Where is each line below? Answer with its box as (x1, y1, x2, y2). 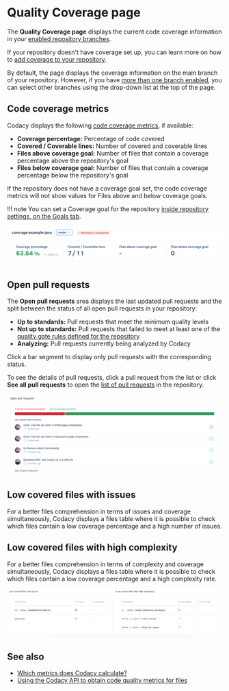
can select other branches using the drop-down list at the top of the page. (7, 83, 216, 91)
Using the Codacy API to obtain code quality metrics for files (16, 677, 188, 685)
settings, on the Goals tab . (7, 212, 81, 220)
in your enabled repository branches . (7, 34, 111, 43)
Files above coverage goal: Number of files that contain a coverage (16, 149, 209, 157)
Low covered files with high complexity (7, 542, 178, 553)
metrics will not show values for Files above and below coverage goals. (7, 191, 208, 199)
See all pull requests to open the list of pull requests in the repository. (7, 380, 204, 389)
